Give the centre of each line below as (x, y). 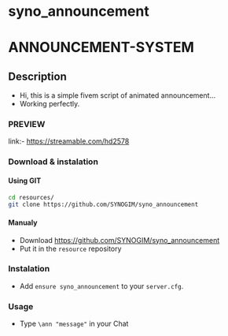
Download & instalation (53, 162)
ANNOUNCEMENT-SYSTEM (101, 48)
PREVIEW (27, 125)
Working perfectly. (50, 104)
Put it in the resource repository (70, 248)
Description (37, 76)
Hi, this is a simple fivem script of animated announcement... (118, 95)
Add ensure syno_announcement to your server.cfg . (101, 286)
